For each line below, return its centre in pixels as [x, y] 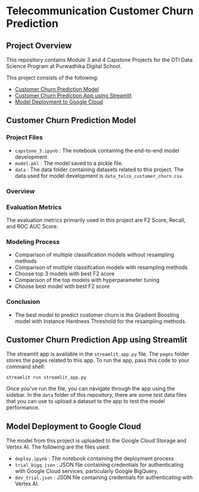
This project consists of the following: [52, 78]
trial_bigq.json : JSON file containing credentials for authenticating [99, 465]
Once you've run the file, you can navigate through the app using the [91, 388]
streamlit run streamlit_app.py [46, 378]
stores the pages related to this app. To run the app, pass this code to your [98, 361]
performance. [23, 408]
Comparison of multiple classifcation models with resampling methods [101, 267]
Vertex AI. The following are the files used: [58, 447]
